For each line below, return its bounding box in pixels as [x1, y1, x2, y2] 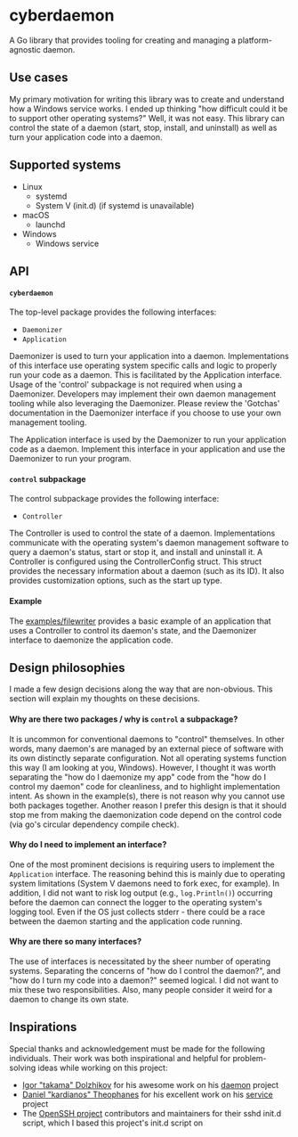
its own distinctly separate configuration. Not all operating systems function [9, 752, 287, 763]
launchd [35, 219, 66, 230]
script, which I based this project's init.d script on [21, 1117, 204, 1128]
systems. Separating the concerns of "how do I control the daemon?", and [9, 965, 281, 976]
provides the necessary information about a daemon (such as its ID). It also [9, 566, 285, 577]
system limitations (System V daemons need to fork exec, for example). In [9, 878, 280, 888]
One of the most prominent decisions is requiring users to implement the [9, 859, 275, 870]
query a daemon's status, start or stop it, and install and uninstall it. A [9, 547, 263, 558]
